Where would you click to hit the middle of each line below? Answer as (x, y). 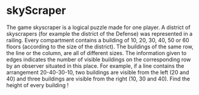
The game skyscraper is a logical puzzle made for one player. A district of (99, 27)
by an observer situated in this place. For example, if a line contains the (95, 66)
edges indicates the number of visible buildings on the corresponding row (99, 59)
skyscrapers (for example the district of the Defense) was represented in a (99, 33)
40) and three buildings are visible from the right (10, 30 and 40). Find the (98, 79)
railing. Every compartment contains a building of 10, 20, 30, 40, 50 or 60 (98, 40)
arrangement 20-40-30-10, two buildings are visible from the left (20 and (98, 72)
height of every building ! (38, 85)
